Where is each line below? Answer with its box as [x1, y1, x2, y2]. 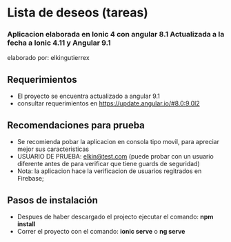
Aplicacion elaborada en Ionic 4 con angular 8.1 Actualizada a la [7, 30, 225, 39]
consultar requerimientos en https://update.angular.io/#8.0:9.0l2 [17, 99, 200, 108]
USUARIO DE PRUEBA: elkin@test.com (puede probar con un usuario [17, 152, 214, 161]
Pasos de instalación [7, 194, 99, 206]
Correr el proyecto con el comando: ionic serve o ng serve [17, 227, 185, 235]
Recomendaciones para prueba [7, 119, 145, 131]
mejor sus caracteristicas [17, 145, 90, 153]
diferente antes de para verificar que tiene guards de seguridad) [17, 160, 200, 168]
